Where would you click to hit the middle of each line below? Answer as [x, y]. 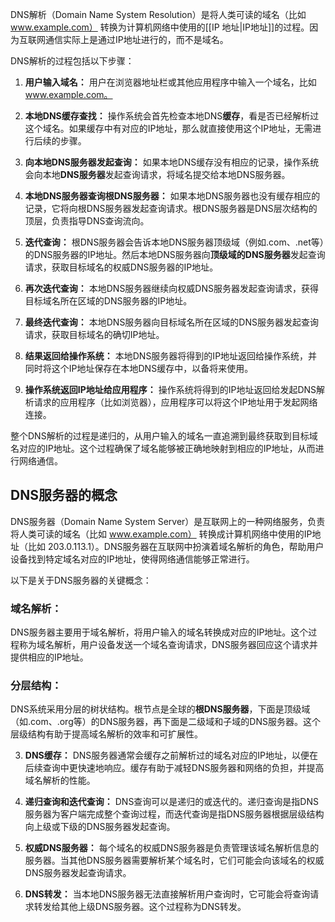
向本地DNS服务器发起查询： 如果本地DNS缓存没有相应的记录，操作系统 [172, 162]
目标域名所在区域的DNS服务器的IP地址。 [108, 301]
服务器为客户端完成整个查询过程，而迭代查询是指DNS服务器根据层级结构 [174, 814]
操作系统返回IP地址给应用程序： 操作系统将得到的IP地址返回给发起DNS [170, 389]
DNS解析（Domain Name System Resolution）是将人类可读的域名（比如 [158, 14]
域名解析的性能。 [60, 780]
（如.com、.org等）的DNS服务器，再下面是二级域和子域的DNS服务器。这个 [166, 722]
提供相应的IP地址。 [49, 657]
